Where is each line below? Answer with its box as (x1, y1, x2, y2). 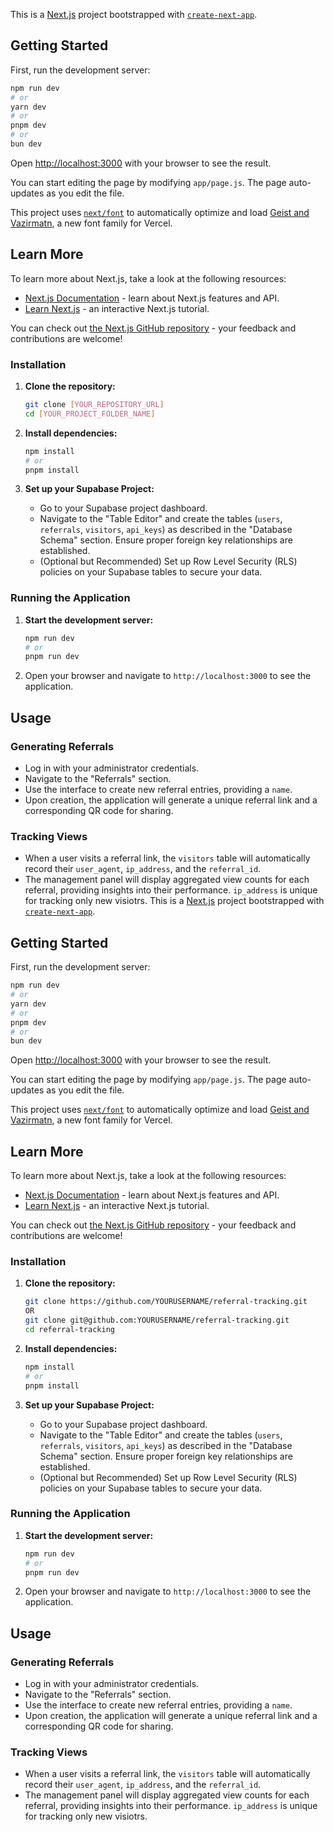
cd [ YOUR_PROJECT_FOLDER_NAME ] (24, 409, 156, 419)
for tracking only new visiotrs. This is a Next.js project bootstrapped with (24, 895, 325, 907)
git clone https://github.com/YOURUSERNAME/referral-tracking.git (24, 1297, 308, 1307)
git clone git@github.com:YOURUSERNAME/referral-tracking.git (24, 1315, 290, 1326)
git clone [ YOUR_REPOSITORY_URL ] (24, 400, 165, 410)
